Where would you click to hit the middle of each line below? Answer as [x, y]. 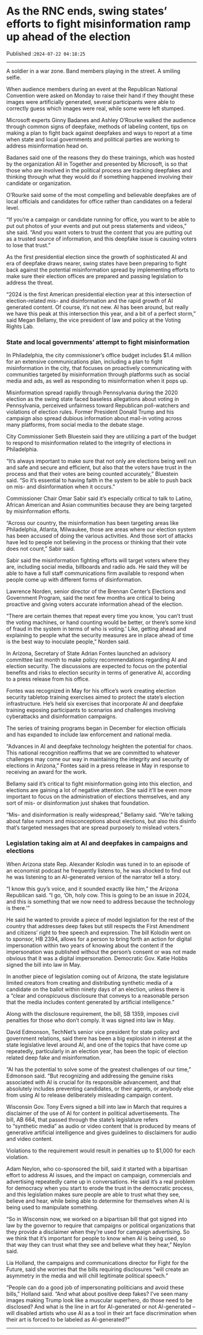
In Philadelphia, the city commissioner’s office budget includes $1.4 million [99, 356]
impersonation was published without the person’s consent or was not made [101, 952]
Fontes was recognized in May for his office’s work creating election [91, 691]
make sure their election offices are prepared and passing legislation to [95, 276]
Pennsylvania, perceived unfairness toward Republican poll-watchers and [98, 406]
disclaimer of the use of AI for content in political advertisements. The [93, 1113]
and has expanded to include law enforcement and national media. [89, 735]
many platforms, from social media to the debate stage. [75, 425]
